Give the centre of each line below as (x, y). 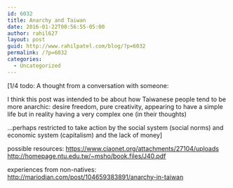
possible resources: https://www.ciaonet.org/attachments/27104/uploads (113, 148)
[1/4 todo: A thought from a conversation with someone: (88, 85)
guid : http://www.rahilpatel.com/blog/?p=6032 (76, 46)
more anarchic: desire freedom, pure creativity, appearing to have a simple (115, 106)
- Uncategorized (37, 66)
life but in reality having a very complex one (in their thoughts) (97, 114)
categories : (25, 59)
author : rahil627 (33, 33)
